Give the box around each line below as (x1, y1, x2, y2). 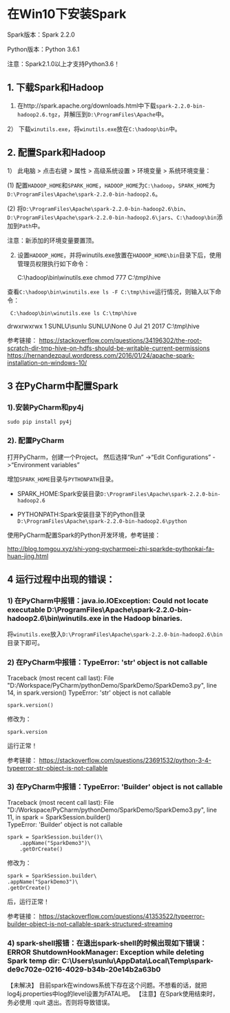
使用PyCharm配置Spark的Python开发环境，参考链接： (7, 531, 161, 539)
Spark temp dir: (7, 956, 61, 965)
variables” (51, 460, 81, 469)
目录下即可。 (7, 639, 43, 647)
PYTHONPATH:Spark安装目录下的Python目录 (17, 510, 146, 518)
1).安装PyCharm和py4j (7, 402, 84, 412)
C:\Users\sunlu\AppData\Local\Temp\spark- (61, 956, 213, 965)
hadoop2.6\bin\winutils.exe (7, 613, 102, 623)
